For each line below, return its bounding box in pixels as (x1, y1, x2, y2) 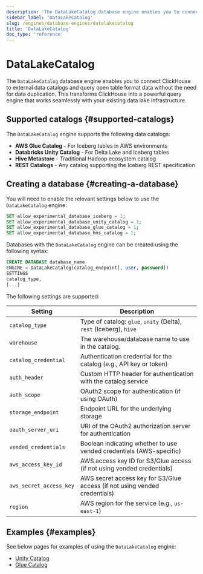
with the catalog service (80, 377, 149, 385)
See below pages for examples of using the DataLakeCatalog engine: (6, 543, 176, 550)
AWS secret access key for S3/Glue (80, 473, 181, 482)
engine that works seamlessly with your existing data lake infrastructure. (6, 97, 187, 104)
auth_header (9, 374, 44, 381)
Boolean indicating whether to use (80, 439, 178, 447)
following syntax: (6, 248, 49, 255)
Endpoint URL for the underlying (80, 404, 172, 412)
